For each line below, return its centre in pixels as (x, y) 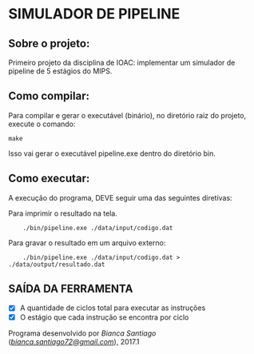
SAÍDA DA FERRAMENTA (71, 289)
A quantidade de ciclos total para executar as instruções (113, 308)
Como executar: (49, 179)
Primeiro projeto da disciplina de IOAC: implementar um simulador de (122, 62)
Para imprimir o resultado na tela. (63, 213)
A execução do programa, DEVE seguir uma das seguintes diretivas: (121, 197)
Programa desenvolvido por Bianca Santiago (82, 333)
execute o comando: (42, 124)
